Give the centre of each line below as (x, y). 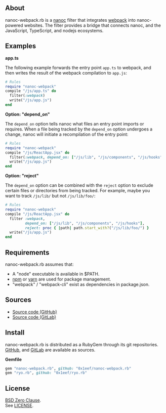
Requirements (27, 252)
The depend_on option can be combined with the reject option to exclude (79, 185)
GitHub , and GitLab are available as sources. (50, 350)
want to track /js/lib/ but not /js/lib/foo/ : (50, 196)
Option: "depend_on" (28, 114)
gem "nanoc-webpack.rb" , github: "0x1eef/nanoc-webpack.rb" (68, 368)
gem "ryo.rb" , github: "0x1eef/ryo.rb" (46, 373)
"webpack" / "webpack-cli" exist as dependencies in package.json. (81, 284)
